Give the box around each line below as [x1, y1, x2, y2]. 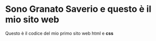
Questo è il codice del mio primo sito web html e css [5, 30, 114, 36]
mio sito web [5, 14, 59, 25]
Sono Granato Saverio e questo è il [5, 3, 151, 15]
